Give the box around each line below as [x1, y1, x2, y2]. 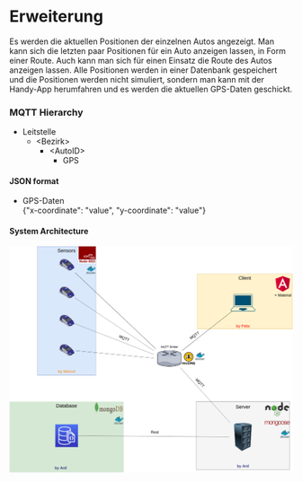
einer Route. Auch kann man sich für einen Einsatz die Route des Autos [9, 55, 272, 66]
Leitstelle [22, 127, 57, 137]
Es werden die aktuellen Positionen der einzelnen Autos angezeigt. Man [9, 36, 275, 47]
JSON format [9, 175, 59, 186]
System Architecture [9, 226, 89, 237]
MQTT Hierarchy [9, 106, 84, 118]
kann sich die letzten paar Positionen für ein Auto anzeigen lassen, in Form [9, 45, 286, 56]
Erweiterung [9, 6, 103, 27]
